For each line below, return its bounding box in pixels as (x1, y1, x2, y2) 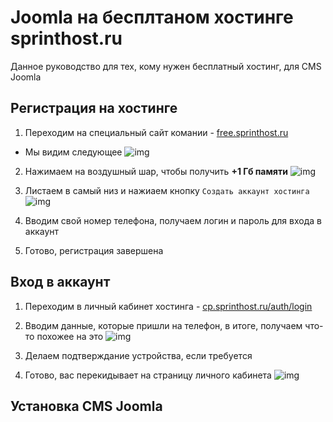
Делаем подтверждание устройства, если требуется (24, 349, 253, 361)
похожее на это (36, 330, 104, 342)
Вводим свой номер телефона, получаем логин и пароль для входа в (24, 214, 322, 226)
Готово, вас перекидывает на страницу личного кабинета (24, 369, 272, 381)
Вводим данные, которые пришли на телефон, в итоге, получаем (24, 319, 303, 331)
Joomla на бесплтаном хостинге (10, 6, 294, 29)
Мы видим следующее (24, 146, 123, 158)
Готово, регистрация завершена (24, 244, 164, 256)
